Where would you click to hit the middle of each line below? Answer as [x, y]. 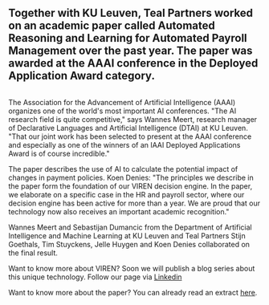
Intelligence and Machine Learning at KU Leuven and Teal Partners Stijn [127, 235]
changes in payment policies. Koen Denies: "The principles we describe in [131, 177]
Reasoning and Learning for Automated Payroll [128, 38]
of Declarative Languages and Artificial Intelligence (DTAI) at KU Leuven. [128, 128]
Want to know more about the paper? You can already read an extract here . [133, 292]
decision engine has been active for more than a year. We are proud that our [134, 203]
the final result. [33, 253]
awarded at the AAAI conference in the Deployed [133, 63]
